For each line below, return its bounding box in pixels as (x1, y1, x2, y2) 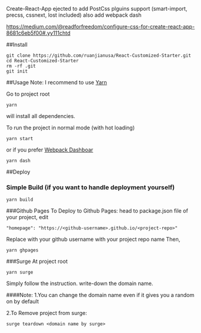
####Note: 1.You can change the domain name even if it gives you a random (6, 292, 194, 299)
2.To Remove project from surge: (6, 310, 87, 317)
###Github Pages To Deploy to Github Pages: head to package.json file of (6, 207, 188, 214)
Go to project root (6, 90, 50, 98)
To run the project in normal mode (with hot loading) (6, 124, 135, 131)
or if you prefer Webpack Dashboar (6, 146, 94, 153)
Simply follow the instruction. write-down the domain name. (6, 280, 154, 287)
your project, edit (6, 214, 49, 221)
